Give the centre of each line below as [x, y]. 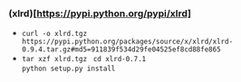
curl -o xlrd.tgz [54, 34]
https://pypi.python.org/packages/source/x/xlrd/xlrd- [127, 42]
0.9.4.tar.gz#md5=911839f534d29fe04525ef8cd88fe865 [121, 50]
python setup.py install [68, 69]
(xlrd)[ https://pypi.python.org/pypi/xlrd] [100, 14]
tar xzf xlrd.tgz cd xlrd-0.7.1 [84, 59]
